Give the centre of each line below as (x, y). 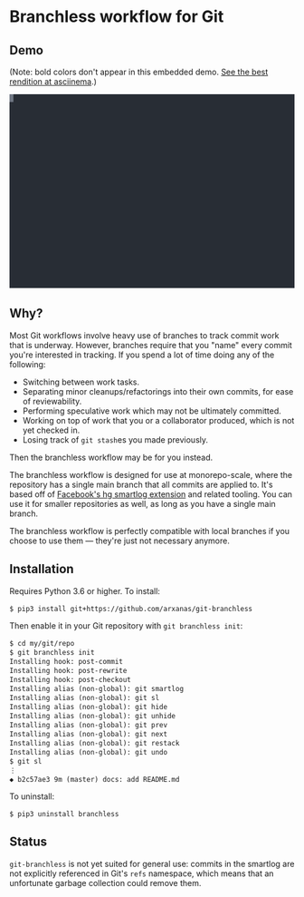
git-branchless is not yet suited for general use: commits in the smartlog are (152, 863)
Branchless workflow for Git (117, 17)
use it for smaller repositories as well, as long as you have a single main (142, 503)
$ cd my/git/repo (42, 643)
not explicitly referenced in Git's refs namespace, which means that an (142, 873)
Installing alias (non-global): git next (89, 734)
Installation (42, 569)
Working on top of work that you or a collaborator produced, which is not (158, 420)
